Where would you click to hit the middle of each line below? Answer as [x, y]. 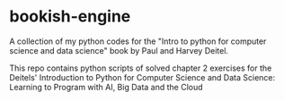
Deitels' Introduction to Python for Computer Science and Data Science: [142, 77]
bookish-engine [70, 17]
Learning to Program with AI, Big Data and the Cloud [106, 87]
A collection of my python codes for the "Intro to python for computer [138, 41]
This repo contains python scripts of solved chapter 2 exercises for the [141, 68]
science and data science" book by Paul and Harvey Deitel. [119, 50]
